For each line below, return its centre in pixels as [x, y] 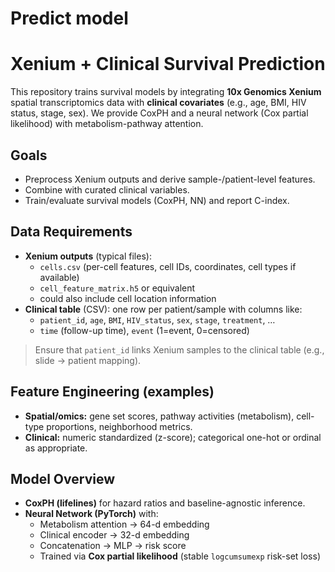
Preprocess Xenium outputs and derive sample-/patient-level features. [170, 179]
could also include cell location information [128, 298]
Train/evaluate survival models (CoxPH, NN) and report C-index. [157, 200]
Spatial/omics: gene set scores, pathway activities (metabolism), [159, 416]
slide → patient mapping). [88, 360]
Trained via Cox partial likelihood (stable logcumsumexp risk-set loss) [180, 556]
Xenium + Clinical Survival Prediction [168, 64]
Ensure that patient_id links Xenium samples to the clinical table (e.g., [179, 349]
